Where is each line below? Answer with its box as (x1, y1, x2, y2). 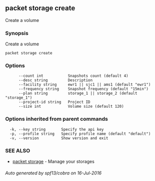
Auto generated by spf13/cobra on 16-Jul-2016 (5, 170, 101, 176)
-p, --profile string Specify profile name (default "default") (9, 131, 151, 136)
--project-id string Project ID (18, 100, 91, 105)
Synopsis (5, 29, 28, 36)
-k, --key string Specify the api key (9, 127, 104, 132)
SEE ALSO (5, 147, 30, 154)
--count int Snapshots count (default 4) (18, 73, 128, 79)
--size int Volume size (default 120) (18, 104, 124, 109)
